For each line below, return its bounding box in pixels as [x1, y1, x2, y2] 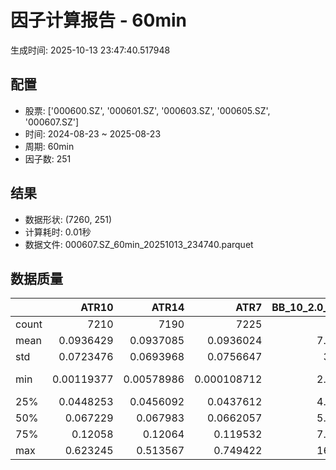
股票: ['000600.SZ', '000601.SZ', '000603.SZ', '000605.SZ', [24, 104, 271, 116]
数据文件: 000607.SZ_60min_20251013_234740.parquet [24, 238, 254, 250]
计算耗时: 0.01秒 [24, 226, 92, 238]
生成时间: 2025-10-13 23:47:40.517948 [10, 44, 171, 56]
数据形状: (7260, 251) [24, 213, 113, 225]
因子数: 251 [24, 152, 72, 165]
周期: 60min [24, 140, 75, 152]
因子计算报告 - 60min [10, 9, 187, 32]
